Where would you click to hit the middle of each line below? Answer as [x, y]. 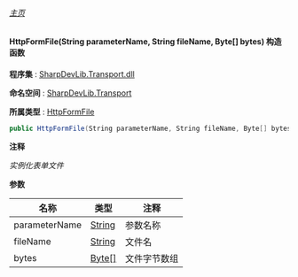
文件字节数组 [152, 258]
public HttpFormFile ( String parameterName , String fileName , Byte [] [138, 128]
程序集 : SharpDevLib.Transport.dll [72, 73]
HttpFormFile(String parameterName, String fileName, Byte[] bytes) [137, 42]
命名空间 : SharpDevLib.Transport [71, 93]
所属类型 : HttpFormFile [52, 112]
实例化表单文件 [36, 165]
